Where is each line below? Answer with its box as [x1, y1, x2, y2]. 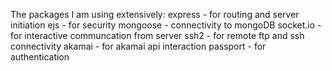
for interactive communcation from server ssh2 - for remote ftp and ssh [10, 30, 305, 41]
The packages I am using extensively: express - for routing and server [10, 9, 300, 20]
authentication [10, 51, 70, 63]
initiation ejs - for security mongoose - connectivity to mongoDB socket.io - [10, 19, 322, 31]
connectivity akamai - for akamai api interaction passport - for [10, 40, 267, 52]
